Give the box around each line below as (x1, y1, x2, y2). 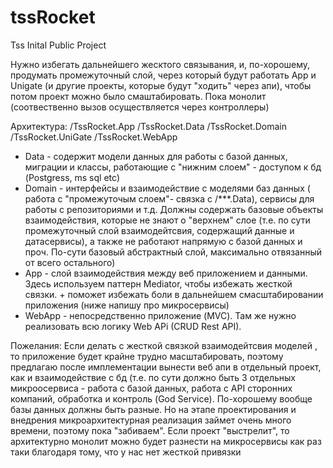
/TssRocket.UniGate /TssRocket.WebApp (10, 131, 178, 143)
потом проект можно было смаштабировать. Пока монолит (10, 90, 267, 102)
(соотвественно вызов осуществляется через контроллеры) (10, 101, 270, 113)
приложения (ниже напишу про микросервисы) (24, 299, 230, 311)
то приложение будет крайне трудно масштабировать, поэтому (10, 350, 284, 362)
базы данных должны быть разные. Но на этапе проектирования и (10, 403, 297, 415)
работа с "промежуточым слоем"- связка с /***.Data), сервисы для (24, 192, 315, 205)
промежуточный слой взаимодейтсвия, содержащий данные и (24, 224, 295, 236)
